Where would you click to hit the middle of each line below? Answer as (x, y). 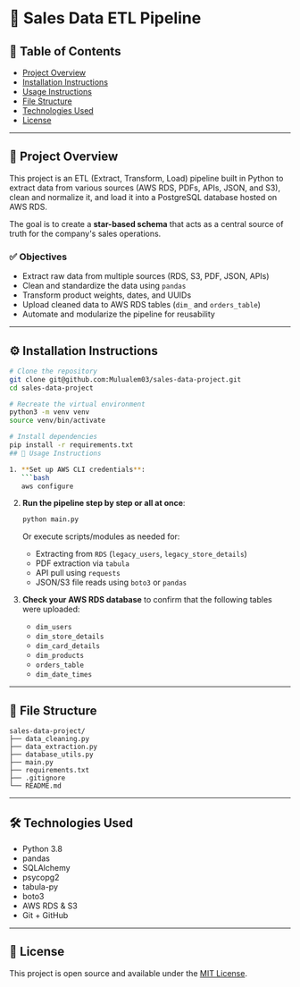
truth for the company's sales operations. (85, 233)
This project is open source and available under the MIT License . (129, 973)
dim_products (60, 656)
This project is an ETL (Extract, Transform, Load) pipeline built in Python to (146, 178)
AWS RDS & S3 (50, 906)
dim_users (54, 628)
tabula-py (40, 886)
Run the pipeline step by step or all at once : (104, 503)
